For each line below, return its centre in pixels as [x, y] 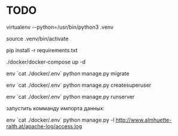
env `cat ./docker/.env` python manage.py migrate [68, 73]
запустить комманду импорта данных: [55, 108]
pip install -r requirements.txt [42, 50]
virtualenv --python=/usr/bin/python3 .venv [60, 27]
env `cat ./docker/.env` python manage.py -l [60, 120]
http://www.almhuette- [144, 120]
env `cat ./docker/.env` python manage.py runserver [70, 96]
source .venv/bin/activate [37, 38]
